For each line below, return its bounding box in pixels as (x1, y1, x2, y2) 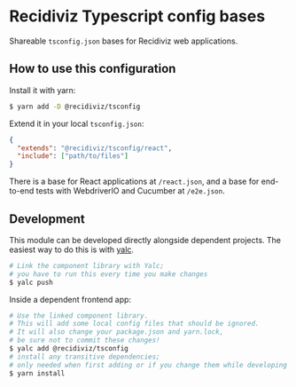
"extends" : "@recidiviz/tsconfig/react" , (17, 144, 173, 153)
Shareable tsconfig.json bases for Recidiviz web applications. (9, 36, 238, 46)
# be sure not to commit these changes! (9, 336, 161, 345)
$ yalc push (9, 278, 53, 287)
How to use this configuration (9, 61, 176, 76)
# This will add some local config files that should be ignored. (9, 320, 260, 328)
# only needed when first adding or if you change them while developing (9, 360, 288, 369)
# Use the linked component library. (9, 311, 149, 320)
